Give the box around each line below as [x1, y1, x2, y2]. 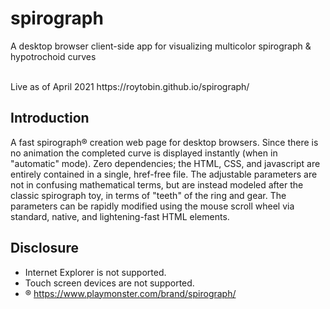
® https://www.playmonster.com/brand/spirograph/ [24, 287, 237, 299]
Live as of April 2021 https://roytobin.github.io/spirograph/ [10, 80, 250, 92]
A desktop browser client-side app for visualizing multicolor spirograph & [10, 40, 312, 52]
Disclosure [10, 240, 79, 257]
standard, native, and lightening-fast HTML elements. [10, 210, 230, 222]
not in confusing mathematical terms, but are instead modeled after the [10, 178, 304, 191]
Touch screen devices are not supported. [24, 277, 195, 289]
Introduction [10, 110, 90, 127]
